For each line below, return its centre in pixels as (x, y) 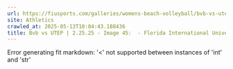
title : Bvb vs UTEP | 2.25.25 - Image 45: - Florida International (108, 33)
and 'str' (19, 60)
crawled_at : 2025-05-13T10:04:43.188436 (67, 26)
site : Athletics (31, 20)
